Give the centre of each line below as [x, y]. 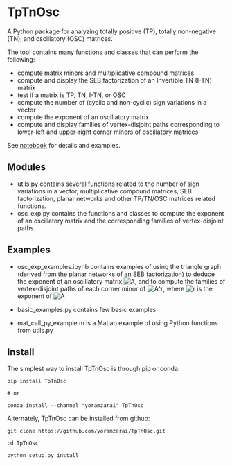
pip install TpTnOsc [37, 381]
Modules [27, 167]
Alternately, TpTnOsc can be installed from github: [79, 418]
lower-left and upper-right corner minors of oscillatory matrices [108, 132]
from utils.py [35, 330]
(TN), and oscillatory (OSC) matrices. [60, 38]
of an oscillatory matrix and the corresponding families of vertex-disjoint [120, 221]
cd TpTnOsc [23, 443]
